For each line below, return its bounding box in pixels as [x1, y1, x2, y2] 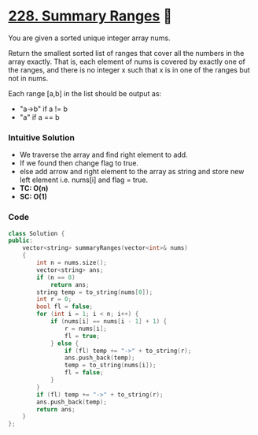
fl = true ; [64, 332, 101, 340]
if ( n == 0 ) [36, 273, 76, 281]
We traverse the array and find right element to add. [19, 150, 188, 160]
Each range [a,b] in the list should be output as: [8, 88, 162, 98]
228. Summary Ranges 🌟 [8, 7, 173, 25]
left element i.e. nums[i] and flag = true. [19, 175, 148, 184]
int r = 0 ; [36, 296, 72, 303]
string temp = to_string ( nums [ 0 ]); [36, 288, 153, 296]
